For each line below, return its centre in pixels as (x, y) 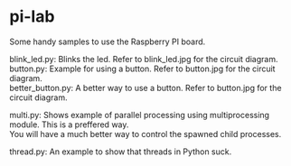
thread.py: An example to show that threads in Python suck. (121, 152)
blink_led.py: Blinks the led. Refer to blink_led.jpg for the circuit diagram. (144, 59)
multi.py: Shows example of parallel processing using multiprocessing (139, 115)
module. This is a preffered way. (69, 124)
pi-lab (32, 17)
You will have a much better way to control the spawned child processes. (145, 134)
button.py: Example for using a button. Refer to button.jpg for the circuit (142, 69)
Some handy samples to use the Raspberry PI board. (108, 41)
